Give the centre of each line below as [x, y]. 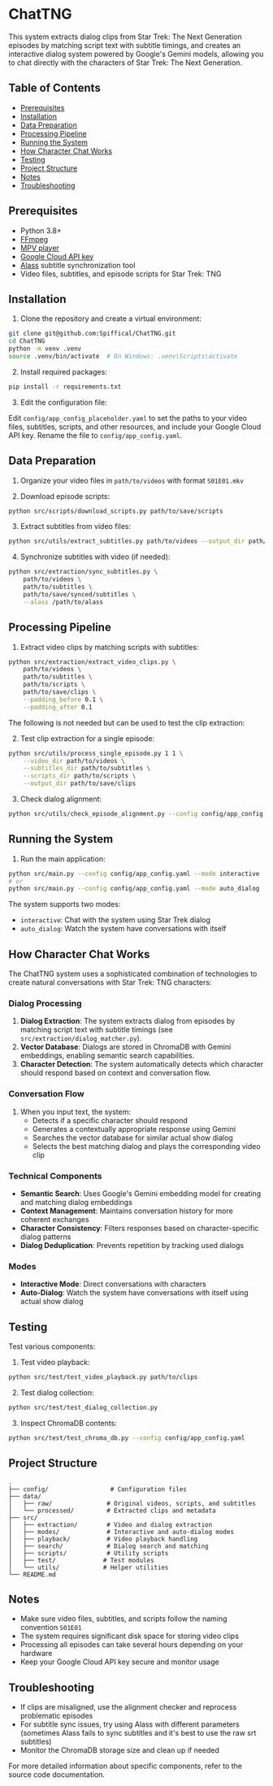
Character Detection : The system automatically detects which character [142, 1064]
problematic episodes [56, 1716]
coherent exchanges [54, 1220]
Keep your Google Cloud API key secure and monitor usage [119, 1662]
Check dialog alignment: [61, 799]
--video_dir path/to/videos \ [74, 761]
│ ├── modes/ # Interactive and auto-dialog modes [121, 1532]
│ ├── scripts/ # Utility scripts [89, 1553]
